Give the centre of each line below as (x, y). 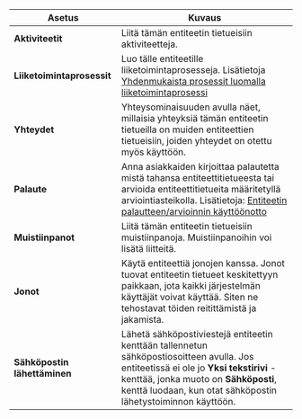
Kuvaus (205, 18)
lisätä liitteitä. (149, 249)
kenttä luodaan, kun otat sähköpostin (199, 390)
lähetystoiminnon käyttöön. (178, 401)
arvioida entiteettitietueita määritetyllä (201, 189)
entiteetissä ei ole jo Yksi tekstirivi (194, 368)
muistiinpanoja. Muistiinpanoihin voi (196, 237)
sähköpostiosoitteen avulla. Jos (187, 357)
